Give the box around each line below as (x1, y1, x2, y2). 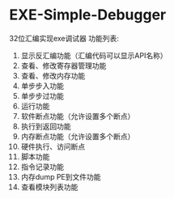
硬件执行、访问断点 (20, 142, 86, 151)
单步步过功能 (20, 91, 64, 100)
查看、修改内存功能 (20, 70, 86, 80)
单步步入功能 (20, 81, 64, 91)
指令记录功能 (20, 162, 64, 171)
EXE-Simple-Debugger (9, 6, 167, 24)
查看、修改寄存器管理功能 (20, 61, 107, 70)
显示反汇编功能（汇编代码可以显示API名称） (20, 50, 168, 60)
